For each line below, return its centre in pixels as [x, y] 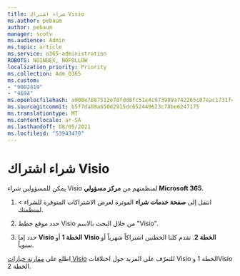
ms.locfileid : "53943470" [46, 133]
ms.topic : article [35, 47]
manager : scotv [30, 34]
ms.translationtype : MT [43, 113]
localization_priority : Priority [57, 67]
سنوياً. [26, 245]
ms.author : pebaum [35, 21]
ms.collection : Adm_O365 [44, 73]
